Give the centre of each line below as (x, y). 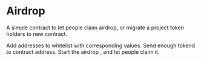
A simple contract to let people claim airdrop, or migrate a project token (95, 28)
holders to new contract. (37, 33)
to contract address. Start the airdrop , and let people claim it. (83, 51)
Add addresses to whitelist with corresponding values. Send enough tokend (101, 45)
